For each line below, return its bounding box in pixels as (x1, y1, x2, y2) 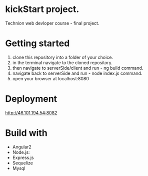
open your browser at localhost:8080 (12, 75, 89, 81)
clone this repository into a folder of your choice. (12, 54, 113, 60)
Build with (5, 127, 47, 138)
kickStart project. (5, 4, 79, 15)
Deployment (5, 93, 57, 105)
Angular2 (12, 144, 31, 150)
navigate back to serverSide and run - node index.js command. (12, 70, 142, 76)
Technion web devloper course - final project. (5, 20, 99, 26)
